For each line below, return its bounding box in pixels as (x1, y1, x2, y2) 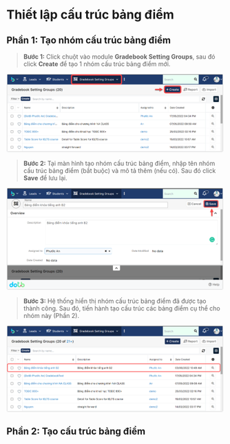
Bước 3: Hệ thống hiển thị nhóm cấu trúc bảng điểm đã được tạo (23, 297, 207, 305)
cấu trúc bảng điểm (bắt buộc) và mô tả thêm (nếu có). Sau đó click (23, 167, 216, 175)
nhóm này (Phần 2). (23, 311, 80, 319)
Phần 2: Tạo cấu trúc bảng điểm (6, 425, 146, 437)
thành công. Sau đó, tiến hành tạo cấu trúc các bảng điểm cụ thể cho (23, 304, 221, 313)
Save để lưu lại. (23, 174, 67, 182)
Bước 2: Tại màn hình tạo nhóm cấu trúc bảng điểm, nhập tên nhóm (23, 159, 216, 168)
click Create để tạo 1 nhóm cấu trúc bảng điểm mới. (23, 60, 171, 68)
